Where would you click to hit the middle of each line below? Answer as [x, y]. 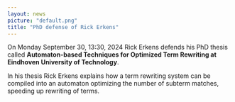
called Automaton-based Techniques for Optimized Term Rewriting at [112, 55]
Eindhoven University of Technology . [63, 62]
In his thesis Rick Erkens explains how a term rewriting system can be [109, 76]
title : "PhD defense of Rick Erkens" [63, 27]
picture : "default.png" [43, 21]
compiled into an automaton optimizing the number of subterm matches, [113, 84]
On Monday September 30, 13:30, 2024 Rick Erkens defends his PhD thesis [118, 47]
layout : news [27, 14]
